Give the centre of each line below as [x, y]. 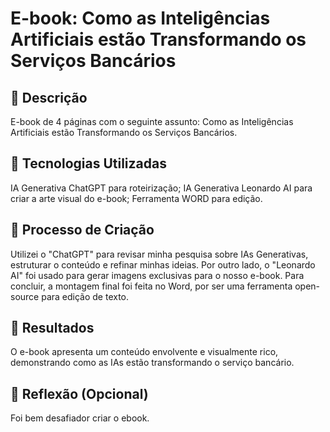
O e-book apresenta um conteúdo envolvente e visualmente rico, [144, 352]
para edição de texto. [85, 296]
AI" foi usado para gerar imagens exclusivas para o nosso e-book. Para [157, 275]
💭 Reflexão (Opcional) [79, 393]
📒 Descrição [49, 97]
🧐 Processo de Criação [82, 230]
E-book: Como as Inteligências [140, 18]
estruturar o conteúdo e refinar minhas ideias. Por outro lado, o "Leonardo [163, 264]
